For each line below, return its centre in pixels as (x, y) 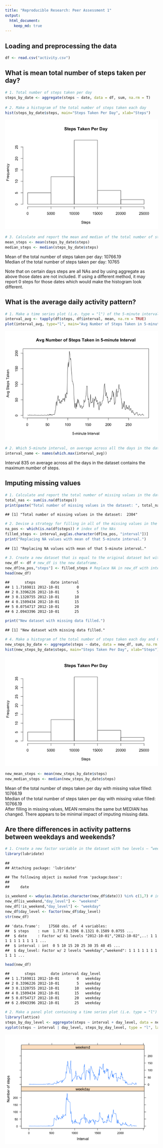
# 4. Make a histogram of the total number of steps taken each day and (80, 639)
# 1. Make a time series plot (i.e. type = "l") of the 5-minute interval (82, 314)
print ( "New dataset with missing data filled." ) (55, 621)
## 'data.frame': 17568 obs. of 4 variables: (56, 926)
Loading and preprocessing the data (61, 46)
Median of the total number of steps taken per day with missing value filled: (81, 798)
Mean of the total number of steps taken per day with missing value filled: (79, 788)
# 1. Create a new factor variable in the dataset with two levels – (77, 849)
